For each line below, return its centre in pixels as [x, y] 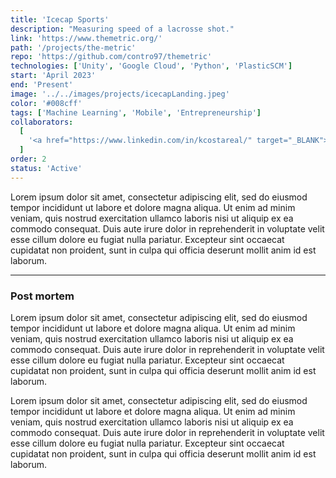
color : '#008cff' [46, 103]
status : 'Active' [46, 168]
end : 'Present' [42, 85]
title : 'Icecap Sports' [60, 19]
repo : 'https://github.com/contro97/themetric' [111, 57]
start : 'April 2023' [53, 76]
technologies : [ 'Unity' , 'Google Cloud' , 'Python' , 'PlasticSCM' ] [151, 66]
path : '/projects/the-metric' [73, 47]
